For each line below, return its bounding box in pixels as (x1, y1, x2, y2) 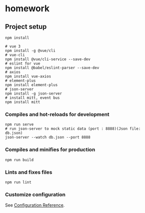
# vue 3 (5, 44, 21, 49)
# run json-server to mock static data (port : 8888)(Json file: (5, 126, 141, 131)
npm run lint (5, 180, 32, 185)
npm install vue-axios (5, 74, 51, 79)
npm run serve (5, 122, 34, 127)
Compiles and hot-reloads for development (5, 111, 110, 118)
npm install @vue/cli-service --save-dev (5, 57, 91, 62)
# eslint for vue (5, 61, 41, 66)
